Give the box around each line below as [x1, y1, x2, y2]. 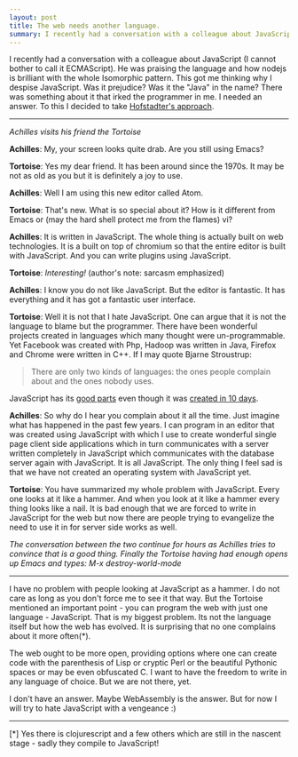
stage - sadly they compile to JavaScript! [9, 738, 160, 749]
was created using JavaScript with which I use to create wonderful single [9, 429, 278, 440]
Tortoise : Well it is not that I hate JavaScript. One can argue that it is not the [9, 312, 286, 323]
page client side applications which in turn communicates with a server [9, 439, 269, 450]
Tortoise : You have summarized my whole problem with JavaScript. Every [9, 484, 280, 495]
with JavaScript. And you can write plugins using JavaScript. [9, 251, 231, 261]
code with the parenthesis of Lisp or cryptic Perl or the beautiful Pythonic [9, 657, 278, 668]
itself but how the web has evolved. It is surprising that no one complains [9, 621, 277, 632]
